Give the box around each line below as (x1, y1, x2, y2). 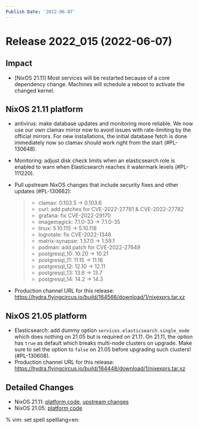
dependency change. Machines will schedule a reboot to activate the (14, 80, 185, 87)
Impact (5, 58, 32, 69)
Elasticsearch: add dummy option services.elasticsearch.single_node (14, 327, 190, 334)
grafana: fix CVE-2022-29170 (38, 212, 111, 219)
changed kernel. (14, 87, 55, 94)
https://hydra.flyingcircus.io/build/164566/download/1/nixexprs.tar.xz (14, 294, 185, 301)
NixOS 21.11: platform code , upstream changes (14, 398, 129, 406)
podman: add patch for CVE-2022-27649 (38, 244, 141, 251)
